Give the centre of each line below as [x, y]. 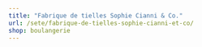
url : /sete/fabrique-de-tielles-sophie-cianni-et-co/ [101, 23]
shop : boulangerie [39, 30]
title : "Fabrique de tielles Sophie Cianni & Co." [96, 16]
